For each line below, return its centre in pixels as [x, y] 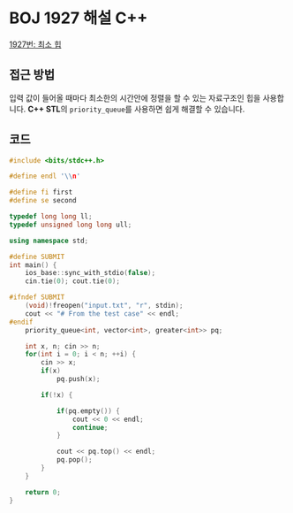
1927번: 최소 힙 [35, 44]
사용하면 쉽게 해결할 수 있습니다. [189, 109]
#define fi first [41, 192]
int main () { [33, 265]
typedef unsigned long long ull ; [71, 225]
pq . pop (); [74, 460]
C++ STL [44, 109]
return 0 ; [43, 492]
